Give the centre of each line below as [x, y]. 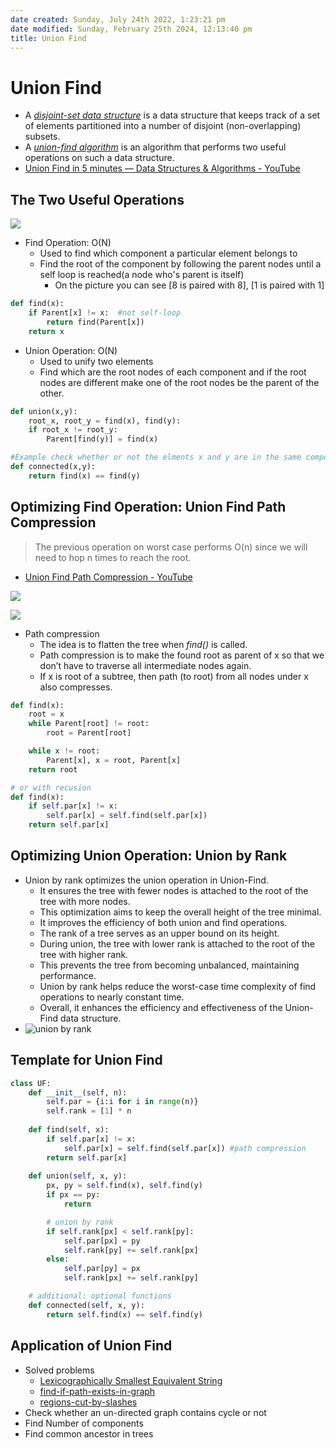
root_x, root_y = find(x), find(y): [105, 421]
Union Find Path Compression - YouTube [108, 577]
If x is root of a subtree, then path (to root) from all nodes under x [174, 676]
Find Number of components [84, 1423]
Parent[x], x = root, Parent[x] [114, 760]
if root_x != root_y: [73, 430]
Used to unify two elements [96, 361]
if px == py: [73, 1195]
